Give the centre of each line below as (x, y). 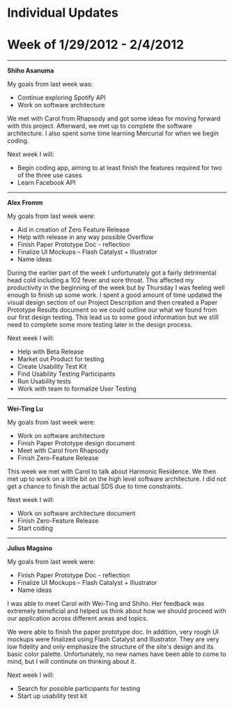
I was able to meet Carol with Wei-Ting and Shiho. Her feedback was (106, 604)
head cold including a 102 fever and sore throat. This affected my (101, 280)
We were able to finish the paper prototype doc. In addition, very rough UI (113, 632)
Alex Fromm (25, 203)
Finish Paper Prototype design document (76, 443)
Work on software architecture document (76, 513)
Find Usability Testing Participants (66, 374)
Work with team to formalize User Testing (77, 389)
